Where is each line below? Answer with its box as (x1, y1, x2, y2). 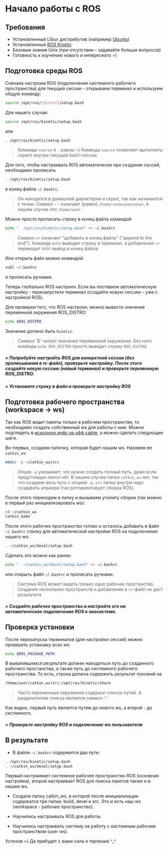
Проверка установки (5, 623, 74, 631)
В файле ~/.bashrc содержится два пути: (12, 749, 100, 755)
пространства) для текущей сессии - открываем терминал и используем (5, 85, 163, 91)
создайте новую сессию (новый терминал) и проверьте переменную (5, 365, 159, 371)
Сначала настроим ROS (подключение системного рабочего (5, 80, 136, 86)
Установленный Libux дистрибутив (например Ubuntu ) (12, 36, 130, 42)
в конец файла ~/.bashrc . (5, 186, 59, 192)
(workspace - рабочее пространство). (12, 804, 94, 810)
